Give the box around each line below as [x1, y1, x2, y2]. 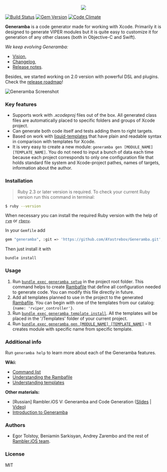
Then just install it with [5, 246, 51, 252]
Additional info [5, 338, 42, 345]
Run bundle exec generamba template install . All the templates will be [12, 310, 158, 316]
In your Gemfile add [5, 228, 46, 234]
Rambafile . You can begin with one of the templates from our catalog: [12, 300, 155, 306]
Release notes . [12, 64, 43, 70]
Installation [5, 177, 33, 184]
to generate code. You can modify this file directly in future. [12, 289, 135, 295]
